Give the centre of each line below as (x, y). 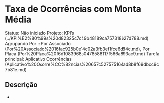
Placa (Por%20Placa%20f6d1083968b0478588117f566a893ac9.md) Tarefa (82, 54)
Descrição (21, 85)
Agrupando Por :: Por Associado (38, 43)
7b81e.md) (16, 69)
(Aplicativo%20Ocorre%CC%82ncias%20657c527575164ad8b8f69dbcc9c (82, 64)
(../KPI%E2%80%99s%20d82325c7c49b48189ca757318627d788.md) (77, 38)
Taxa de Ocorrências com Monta (73, 9)
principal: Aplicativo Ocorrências (38, 59)
